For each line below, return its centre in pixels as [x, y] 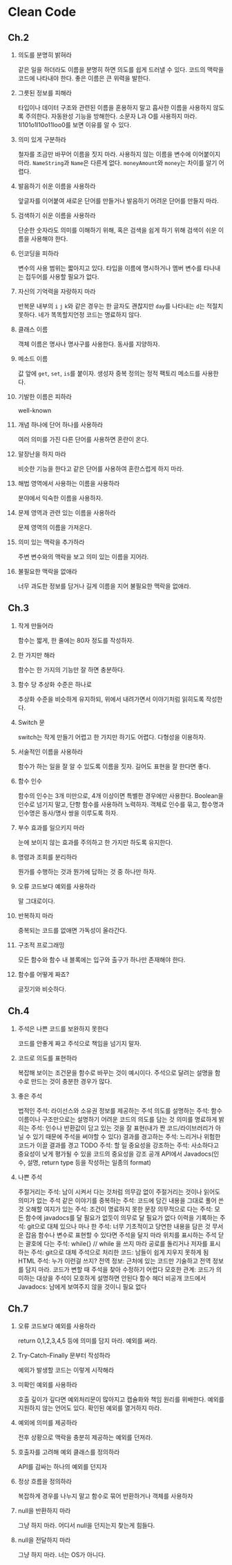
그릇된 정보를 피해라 [45, 93]
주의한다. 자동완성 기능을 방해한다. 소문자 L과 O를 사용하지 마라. [111, 116]
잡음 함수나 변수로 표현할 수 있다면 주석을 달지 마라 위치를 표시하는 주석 [121, 1235]
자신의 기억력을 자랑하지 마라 [57, 291]
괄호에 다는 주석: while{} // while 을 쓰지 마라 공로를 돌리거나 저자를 [116, 1243]
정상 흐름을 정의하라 [45, 1481]
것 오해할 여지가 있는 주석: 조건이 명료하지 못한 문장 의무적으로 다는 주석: [115, 1209]
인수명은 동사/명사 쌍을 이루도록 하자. [68, 813]
